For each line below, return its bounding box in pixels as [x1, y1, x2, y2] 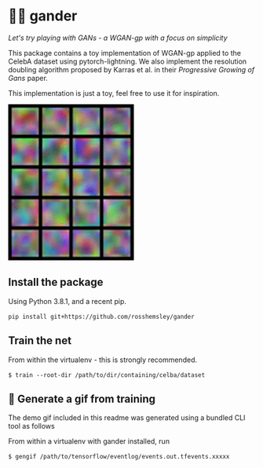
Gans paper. [8, 73, 49, 82]
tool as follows [8, 422, 55, 431]
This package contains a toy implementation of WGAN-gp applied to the [8, 48, 242, 57]
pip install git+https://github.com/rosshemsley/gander [8, 313, 195, 320]
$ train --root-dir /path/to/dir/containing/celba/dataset [8, 371, 206, 379]
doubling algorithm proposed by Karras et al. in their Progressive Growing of [8, 64, 255, 74]
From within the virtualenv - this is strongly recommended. [8, 355, 198, 364]
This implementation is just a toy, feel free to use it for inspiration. [8, 88, 220, 97]
